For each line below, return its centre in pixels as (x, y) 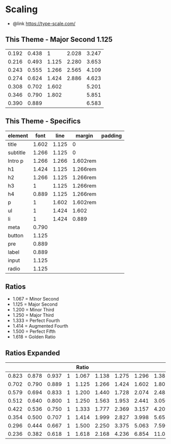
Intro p (16, 161)
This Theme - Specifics (43, 121)
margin (84, 135)
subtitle (17, 153)
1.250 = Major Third (33, 315)
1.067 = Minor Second (36, 299)
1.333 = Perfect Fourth (36, 320)
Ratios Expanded (33, 353)
